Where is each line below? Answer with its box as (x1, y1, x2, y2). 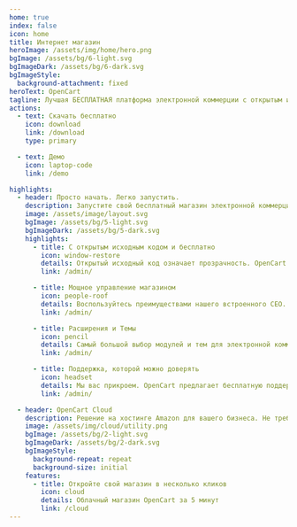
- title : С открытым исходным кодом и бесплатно (32, 243, 216, 252)
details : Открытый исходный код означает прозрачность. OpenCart (41, 259, 287, 268)
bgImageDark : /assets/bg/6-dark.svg (9, 63, 144, 72)
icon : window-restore (41, 251, 121, 260)
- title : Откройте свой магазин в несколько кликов (32, 479, 227, 488)
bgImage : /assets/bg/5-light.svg (25, 218, 148, 227)
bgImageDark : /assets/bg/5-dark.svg (25, 226, 161, 235)
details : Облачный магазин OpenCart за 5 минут (41, 496, 219, 505)
